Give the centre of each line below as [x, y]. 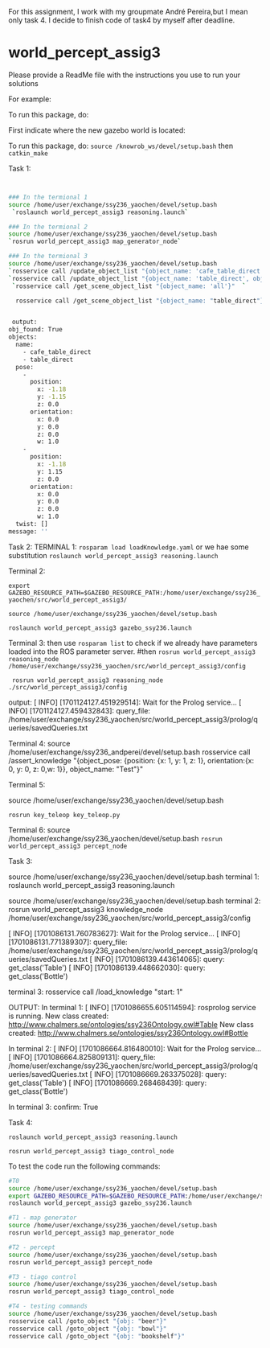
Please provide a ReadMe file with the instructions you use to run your [125, 75]
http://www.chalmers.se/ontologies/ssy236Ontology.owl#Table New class [131, 1024]
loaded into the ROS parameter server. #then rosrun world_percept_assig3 [132, 651]
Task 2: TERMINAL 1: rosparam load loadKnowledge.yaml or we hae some [129, 547]
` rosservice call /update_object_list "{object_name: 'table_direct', [129, 278]
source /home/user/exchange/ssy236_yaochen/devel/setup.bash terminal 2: [135, 901]
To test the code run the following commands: [84, 1166]
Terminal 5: [27, 784]
